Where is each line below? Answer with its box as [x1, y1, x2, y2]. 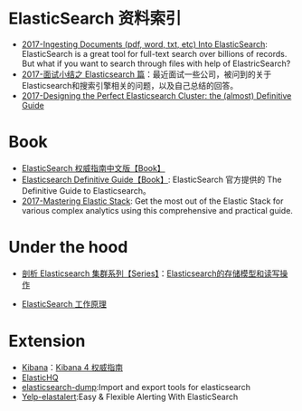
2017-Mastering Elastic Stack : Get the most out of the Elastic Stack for [21, 196, 284, 206]
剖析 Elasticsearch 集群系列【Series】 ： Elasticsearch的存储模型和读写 [21, 268, 280, 279]
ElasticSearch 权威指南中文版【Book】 [21, 162, 165, 173]
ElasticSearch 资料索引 [8, 8, 182, 29]
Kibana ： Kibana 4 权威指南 [21, 361, 124, 372]
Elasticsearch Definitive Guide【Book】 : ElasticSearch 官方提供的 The [21, 174, 282, 185]
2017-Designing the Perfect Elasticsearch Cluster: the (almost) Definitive [21, 90, 292, 100]
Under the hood [8, 237, 128, 258]
